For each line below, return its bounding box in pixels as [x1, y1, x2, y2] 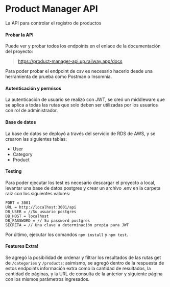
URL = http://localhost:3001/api [5, 204, 77, 210]
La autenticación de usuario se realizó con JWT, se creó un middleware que [5, 96, 165, 102]
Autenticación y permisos [5, 85, 61, 91]
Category [12, 151, 33, 157]
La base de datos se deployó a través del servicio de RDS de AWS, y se [5, 131, 156, 137]
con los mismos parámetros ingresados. [5, 276, 90, 282]
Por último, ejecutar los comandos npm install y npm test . [5, 231, 129, 238]
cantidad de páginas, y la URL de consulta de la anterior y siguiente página [5, 271, 163, 277]
